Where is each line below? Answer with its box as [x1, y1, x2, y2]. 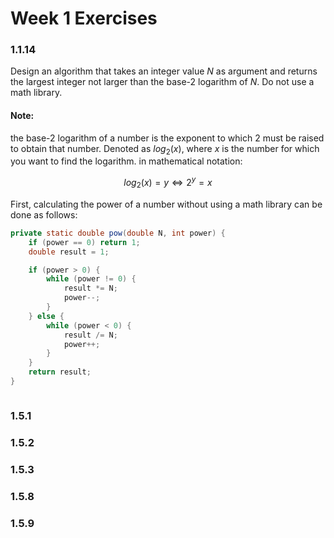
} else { [28, 311, 65, 321]
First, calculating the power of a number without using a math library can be [10, 198, 323, 210]
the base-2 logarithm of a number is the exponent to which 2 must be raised [10, 132, 325, 144]
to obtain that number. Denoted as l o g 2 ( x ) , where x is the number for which [10, 142, 320, 157]
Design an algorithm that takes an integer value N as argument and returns [10, 65, 318, 77]
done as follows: [10, 208, 78, 221]
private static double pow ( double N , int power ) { [10, 228, 226, 238]
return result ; [28, 367, 92, 377]
